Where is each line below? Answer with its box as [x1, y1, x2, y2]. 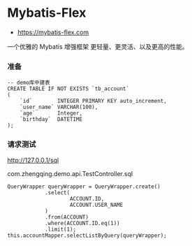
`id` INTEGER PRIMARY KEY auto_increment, [20, 98, 168, 105]
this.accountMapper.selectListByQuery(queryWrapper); [7, 232, 168, 239]
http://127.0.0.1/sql [7, 156, 59, 164]
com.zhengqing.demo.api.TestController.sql [7, 169, 133, 178]
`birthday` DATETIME [20, 116, 82, 123]
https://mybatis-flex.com [17, 28, 89, 36]
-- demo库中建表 [7, 79, 50, 87]
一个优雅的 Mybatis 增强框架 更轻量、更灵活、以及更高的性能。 [7, 42, 189, 50]
